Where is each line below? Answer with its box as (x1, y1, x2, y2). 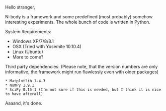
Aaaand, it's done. (5, 100, 42, 106)
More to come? (12, 54, 44, 60)
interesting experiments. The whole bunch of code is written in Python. (5, 19, 151, 25)
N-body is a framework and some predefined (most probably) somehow (5, 14, 153, 19)
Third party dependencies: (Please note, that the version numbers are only (5, 64, 158, 69)
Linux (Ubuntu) (12, 49, 43, 55)
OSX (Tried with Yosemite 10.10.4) (12, 44, 82, 49)
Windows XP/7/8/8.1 (12, 38, 54, 44)
